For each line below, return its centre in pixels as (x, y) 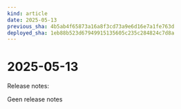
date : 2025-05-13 (32, 20)
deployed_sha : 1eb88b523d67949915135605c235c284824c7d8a (91, 33)
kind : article (28, 13)
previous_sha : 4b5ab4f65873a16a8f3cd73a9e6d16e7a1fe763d (91, 26)
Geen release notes (35, 99)
